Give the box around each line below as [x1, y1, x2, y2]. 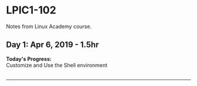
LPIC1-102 [6, 4, 57, 17]
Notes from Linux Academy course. [6, 23, 92, 30]
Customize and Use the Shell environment [6, 61, 108, 68]
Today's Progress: [6, 55, 52, 62]
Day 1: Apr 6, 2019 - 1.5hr [6, 40, 99, 50]
